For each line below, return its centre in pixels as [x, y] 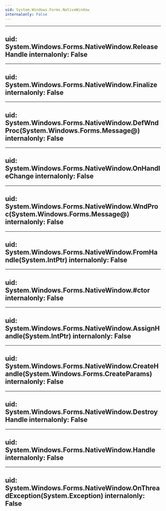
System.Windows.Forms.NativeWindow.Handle [80, 450]
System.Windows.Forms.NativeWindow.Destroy [82, 412]
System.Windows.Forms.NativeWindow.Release [82, 47]
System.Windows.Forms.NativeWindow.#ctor [78, 290]
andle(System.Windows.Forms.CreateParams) [79, 374]
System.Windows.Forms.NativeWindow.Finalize [81, 85]
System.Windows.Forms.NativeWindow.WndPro [82, 207]
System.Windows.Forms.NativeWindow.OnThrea [83, 488]
